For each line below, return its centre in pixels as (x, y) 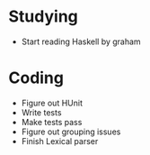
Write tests (41, 112)
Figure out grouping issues (71, 132)
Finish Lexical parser (60, 141)
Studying (43, 17)
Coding (36, 78)
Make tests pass (52, 122)
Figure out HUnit (52, 103)
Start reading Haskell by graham (81, 41)
